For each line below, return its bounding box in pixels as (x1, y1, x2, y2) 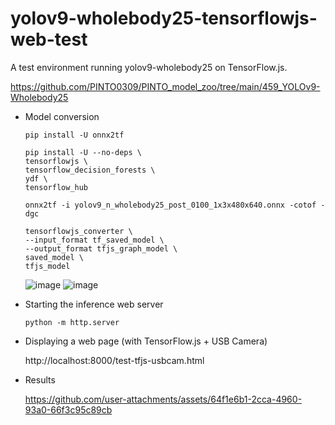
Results (24, 373, 56, 386)
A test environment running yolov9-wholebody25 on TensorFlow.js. (10, 61, 288, 73)
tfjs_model (24, 261, 71, 271)
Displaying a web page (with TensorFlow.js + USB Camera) (24, 335, 268, 347)
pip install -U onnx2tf (24, 130, 125, 140)
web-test (10, 28, 88, 51)
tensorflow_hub (24, 182, 89, 192)
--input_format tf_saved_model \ (24, 235, 165, 245)
